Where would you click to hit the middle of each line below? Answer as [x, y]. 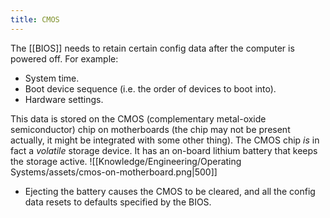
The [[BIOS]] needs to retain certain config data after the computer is [152, 48]
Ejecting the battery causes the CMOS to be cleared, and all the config [170, 191]
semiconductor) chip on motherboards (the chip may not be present [150, 129]
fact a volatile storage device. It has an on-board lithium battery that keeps [164, 150]
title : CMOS [35, 19]
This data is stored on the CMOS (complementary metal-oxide [138, 118]
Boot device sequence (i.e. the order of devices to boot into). [150, 88]
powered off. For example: [64, 58]
